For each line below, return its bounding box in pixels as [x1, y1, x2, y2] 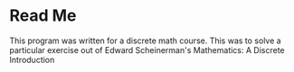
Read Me [9, 5, 77, 26]
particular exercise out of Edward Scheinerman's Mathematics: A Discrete [9, 44, 285, 55]
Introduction [9, 54, 55, 65]
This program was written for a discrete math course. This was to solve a [9, 35, 282, 46]
